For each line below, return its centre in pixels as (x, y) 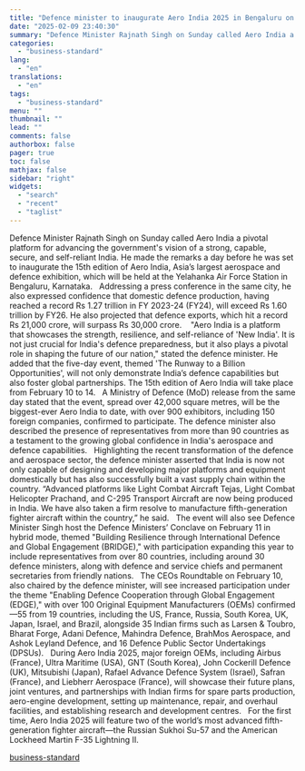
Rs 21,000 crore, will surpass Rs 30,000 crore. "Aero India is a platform (145, 324)
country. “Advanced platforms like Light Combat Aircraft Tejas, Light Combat (152, 489)
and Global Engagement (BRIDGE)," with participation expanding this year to (152, 547)
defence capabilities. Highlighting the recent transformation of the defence (152, 450)
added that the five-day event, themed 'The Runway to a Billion (128, 363)
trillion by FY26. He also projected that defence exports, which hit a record (149, 315)
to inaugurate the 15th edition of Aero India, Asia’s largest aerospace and (145, 267)
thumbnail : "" (36, 119)
